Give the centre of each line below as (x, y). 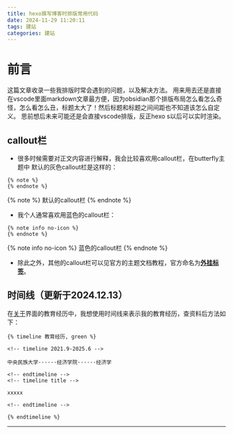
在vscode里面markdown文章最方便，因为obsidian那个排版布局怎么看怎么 (112, 99)
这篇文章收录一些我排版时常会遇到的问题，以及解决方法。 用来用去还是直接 (114, 90)
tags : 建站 (22, 26)
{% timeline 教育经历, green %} (52, 337)
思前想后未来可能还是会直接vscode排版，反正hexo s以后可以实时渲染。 (123, 116)
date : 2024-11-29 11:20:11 (46, 20)
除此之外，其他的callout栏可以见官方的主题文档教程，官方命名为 (109, 263)
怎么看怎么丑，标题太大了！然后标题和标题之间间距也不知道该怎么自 (116, 108)
